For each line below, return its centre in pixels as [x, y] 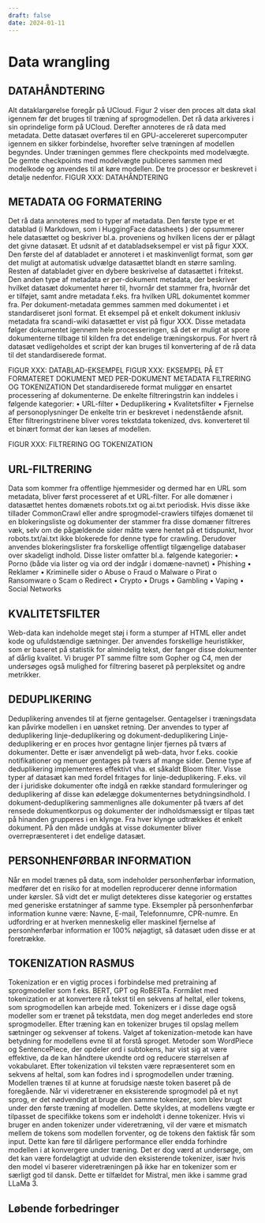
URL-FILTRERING [50, 469]
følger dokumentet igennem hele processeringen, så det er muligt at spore [129, 330]
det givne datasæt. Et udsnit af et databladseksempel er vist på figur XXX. [129, 246]
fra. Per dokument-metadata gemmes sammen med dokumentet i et [119, 305]
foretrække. [27, 938]
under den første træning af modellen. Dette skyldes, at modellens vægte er [131, 1108]
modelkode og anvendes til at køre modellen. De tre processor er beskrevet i [132, 169]
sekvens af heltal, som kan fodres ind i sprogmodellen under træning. [121, 1075]
